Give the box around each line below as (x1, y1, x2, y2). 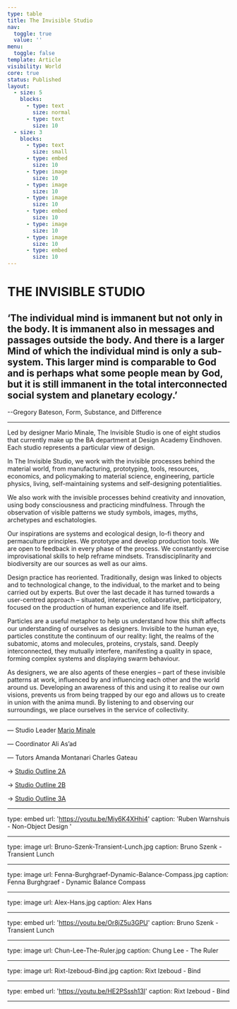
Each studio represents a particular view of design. (7, 443, 155, 452)
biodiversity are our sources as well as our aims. (7, 560, 148, 567)
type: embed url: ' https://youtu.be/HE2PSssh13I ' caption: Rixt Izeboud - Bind (7, 987, 230, 995)
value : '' (13, 37, 42, 44)
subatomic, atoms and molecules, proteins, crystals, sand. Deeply (7, 639, 199, 647)
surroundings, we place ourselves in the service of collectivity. (7, 706, 189, 714)
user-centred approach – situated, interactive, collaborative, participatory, (7, 596, 222, 604)
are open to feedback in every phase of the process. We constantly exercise (7, 545, 229, 553)
